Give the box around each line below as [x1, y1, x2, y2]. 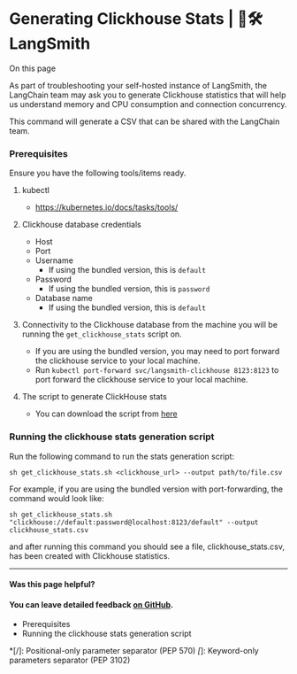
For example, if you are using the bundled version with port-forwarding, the [9, 484, 284, 494]
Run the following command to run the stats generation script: [9, 451, 235, 461]
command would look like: [9, 492, 104, 503]
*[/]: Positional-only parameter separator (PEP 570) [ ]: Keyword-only [9, 646, 259, 656]
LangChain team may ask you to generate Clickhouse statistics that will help [9, 89, 286, 100]
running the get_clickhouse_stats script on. [21, 329, 183, 339]
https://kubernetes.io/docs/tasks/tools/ [34, 202, 179, 213]
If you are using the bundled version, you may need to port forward [34, 346, 280, 357]
